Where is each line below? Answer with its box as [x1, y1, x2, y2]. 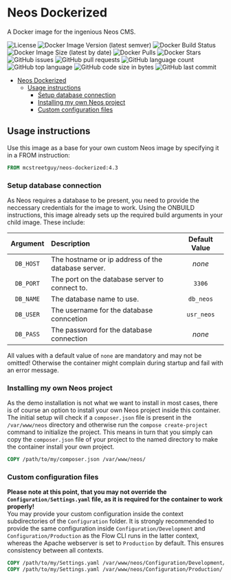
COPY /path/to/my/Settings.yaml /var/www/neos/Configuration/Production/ [7, 566, 223, 573]
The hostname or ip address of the [51, 255, 163, 264]
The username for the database [51, 305, 153, 314]
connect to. [51, 283, 88, 292]
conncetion [51, 314, 88, 323]
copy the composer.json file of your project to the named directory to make [7, 436, 219, 444]
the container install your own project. [7, 442, 115, 451]
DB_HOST [14, 259, 40, 268]
